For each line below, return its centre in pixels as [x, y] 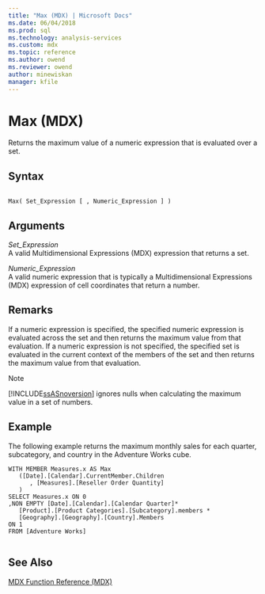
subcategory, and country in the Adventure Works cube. [100, 454]
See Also [30, 563]
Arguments [37, 225]
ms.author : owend [37, 60]
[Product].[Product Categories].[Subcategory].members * [115, 510]
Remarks [31, 310]
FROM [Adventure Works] [47, 531]
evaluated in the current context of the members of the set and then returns [132, 354]
